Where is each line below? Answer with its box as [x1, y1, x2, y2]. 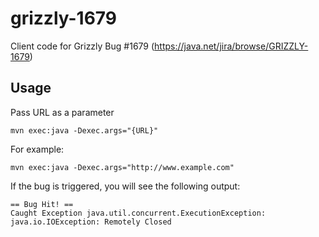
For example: [10, 143, 65, 155]
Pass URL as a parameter [10, 106, 115, 118]
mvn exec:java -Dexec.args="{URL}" [10, 125, 159, 136]
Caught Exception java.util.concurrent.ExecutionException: [10, 208, 267, 218]
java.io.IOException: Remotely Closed [10, 217, 172, 227]
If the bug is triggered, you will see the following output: [10, 180, 241, 192]
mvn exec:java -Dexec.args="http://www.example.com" [10, 162, 235, 172]
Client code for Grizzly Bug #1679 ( [10, 40, 155, 52]
